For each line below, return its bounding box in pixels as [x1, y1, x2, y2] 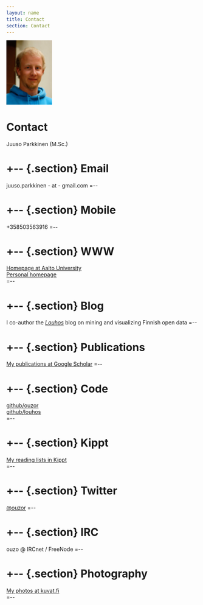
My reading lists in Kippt [6, 456, 67, 464]
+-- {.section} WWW [6, 244, 114, 258]
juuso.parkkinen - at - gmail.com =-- [6, 181, 98, 189]
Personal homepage [6, 271, 57, 278]
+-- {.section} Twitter [6, 484, 117, 498]
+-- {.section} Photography [6, 567, 148, 581]
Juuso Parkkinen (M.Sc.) [6, 140, 68, 147]
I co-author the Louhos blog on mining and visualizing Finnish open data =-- [6, 319, 198, 326]
